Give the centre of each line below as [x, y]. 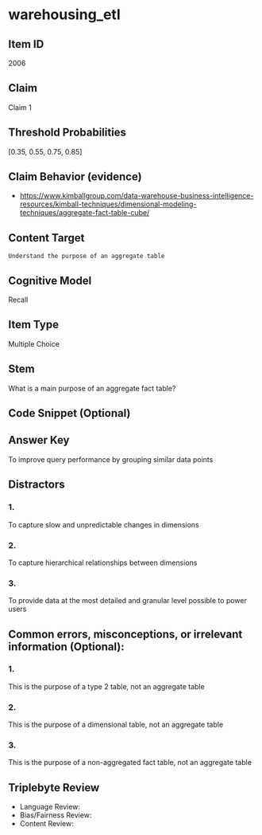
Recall [18, 300]
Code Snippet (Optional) [69, 413]
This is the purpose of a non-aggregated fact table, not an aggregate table [130, 762]
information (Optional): [66, 647]
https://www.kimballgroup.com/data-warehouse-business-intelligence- [137, 196]
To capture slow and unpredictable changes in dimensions [104, 524]
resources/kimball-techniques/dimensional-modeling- [108, 204]
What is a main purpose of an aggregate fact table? [92, 388]
